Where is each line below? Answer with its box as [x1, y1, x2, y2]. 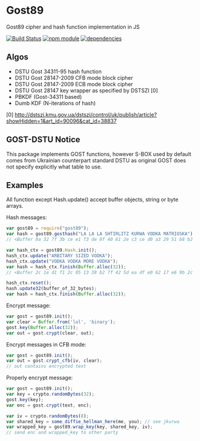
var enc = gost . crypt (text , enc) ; [6, 402, 92, 408]
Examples [6, 180, 43, 190]
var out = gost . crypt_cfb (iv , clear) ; [6, 358, 102, 364]
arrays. [6, 202, 24, 209]
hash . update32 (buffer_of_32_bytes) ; [6, 286, 97, 292]
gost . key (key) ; [6, 396, 44, 402]
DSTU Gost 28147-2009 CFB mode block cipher [14, 74, 133, 81]
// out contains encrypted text [6, 364, 86, 370]
